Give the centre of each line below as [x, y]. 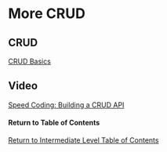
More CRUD [47, 14]
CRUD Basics [29, 61]
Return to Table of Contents [54, 123]
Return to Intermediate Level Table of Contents [83, 140]
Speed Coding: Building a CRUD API [66, 105]
